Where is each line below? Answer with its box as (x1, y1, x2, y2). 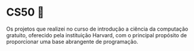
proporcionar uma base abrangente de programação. (6, 38, 139, 45)
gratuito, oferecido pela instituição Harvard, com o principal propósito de (6, 31, 187, 38)
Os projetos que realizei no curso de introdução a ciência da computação (6, 25, 189, 32)
